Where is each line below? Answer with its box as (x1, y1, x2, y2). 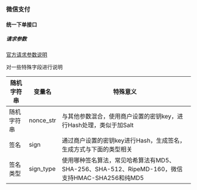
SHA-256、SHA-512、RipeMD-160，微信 (62, 165, 183, 174)
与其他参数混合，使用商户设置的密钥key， (62, 113, 178, 121)
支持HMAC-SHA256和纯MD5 (62, 174, 144, 182)
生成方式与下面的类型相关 (62, 145, 133, 154)
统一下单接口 (6, 21, 37, 28)
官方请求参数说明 (6, 51, 47, 58)
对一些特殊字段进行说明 (6, 63, 63, 71)
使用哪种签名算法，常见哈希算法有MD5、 (62, 157, 175, 165)
